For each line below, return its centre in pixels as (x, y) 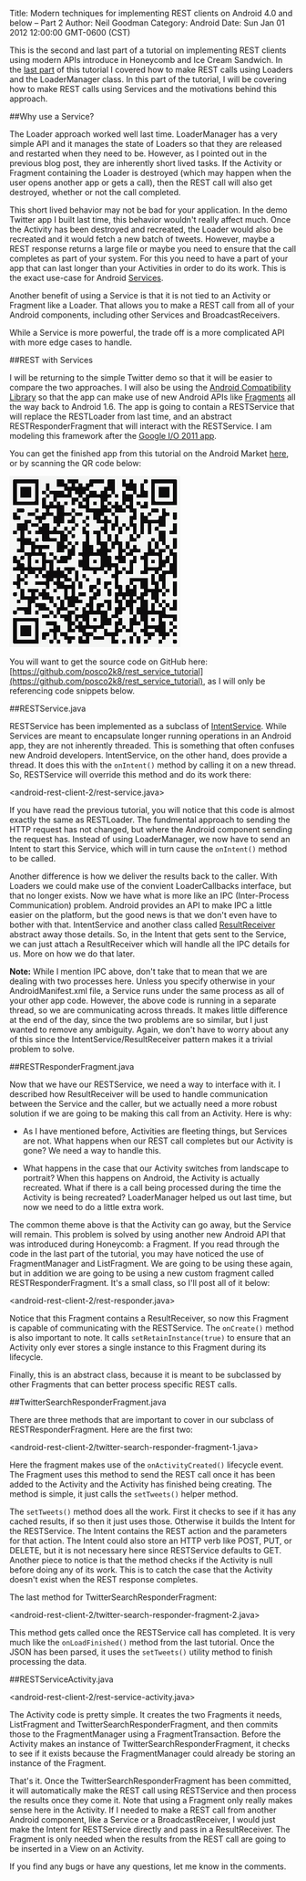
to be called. (33, 858)
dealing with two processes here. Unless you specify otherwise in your (143, 981)
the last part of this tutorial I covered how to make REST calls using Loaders (151, 69)
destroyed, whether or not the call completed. (95, 192)
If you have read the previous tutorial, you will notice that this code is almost (152, 810)
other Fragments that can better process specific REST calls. (123, 1385)
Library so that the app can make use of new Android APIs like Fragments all (153, 397)
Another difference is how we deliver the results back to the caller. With (143, 876)
